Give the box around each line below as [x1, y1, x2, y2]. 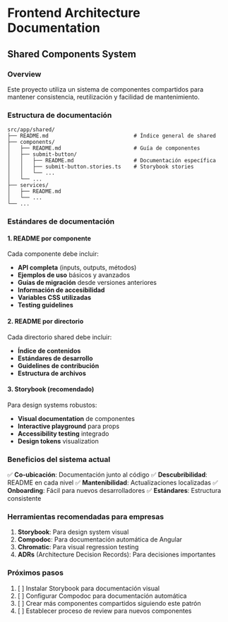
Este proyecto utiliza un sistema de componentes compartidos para [7, 85, 204, 93]
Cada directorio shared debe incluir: [7, 333, 112, 341]
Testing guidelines [17, 301, 74, 310]
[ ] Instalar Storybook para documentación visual [17, 584, 160, 592]
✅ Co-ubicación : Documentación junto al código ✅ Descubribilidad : [7, 470, 208, 479]
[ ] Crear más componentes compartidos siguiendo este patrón [17, 599, 201, 607]
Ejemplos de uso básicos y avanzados [17, 271, 131, 279]
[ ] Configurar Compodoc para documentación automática [17, 591, 187, 600]
